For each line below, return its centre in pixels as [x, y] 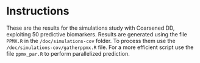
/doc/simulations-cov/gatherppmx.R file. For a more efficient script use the [100, 47]
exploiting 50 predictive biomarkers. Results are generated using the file [97, 34]
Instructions [38, 11]
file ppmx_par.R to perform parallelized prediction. [68, 53]
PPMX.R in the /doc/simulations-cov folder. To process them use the [91, 41]
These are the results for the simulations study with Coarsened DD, [91, 28]
